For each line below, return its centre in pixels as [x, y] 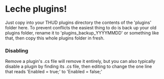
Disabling [17, 51]
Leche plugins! [36, 9]
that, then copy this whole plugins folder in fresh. [55, 38]
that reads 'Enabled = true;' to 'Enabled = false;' [54, 72]
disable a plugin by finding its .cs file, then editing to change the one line [79, 66]
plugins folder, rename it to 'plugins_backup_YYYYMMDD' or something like [82, 33]
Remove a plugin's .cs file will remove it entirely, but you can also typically [80, 61]
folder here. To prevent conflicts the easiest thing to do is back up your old [81, 27]
